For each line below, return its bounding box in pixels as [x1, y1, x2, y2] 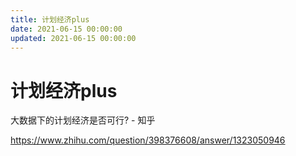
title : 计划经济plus [10, 14, 90, 25]
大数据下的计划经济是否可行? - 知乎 [10, 114, 156, 126]
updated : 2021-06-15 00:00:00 [10, 33, 137, 43]
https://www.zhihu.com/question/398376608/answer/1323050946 [10, 134, 286, 146]
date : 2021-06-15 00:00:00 [10, 24, 123, 34]
